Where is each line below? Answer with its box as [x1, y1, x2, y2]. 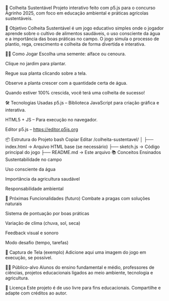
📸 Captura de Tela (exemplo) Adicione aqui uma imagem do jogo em [5, 249, 147, 255]
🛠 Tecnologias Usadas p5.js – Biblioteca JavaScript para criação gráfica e [5, 100, 159, 105]
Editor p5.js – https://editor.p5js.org [5, 126, 78, 132]
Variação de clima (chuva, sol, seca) [5, 220, 80, 226]
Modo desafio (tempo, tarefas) [5, 240, 69, 245]
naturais [5, 201, 22, 207]
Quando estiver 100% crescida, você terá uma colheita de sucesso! [5, 90, 145, 95]
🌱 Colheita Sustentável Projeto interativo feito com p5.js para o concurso [5, 5, 156, 11]
